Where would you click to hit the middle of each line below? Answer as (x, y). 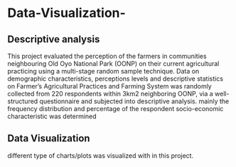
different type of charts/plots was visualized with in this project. (101, 155)
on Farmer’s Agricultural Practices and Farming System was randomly (109, 86)
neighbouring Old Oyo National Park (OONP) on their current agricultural (113, 64)
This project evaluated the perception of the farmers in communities (107, 56)
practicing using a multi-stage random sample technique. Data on (103, 71)
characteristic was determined (52, 116)
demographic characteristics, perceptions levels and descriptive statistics (116, 79)
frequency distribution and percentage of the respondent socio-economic (116, 109)
